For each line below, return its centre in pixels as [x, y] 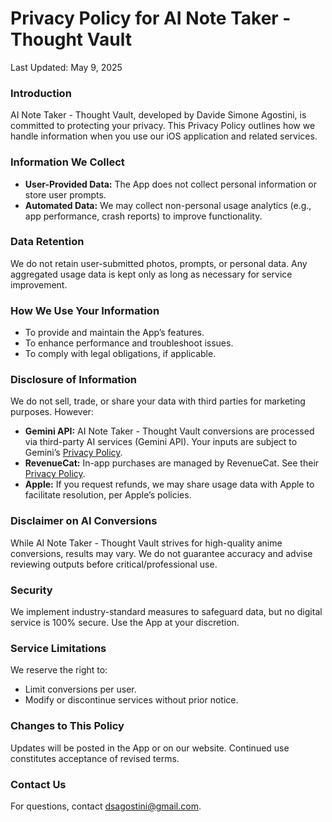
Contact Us [38, 784]
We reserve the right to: [59, 670]
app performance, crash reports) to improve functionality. [143, 216]
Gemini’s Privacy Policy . [73, 453]
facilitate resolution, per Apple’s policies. [108, 495]
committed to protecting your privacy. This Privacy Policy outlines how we [163, 126]
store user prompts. [65, 194]
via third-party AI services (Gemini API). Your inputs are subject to [161, 442]
